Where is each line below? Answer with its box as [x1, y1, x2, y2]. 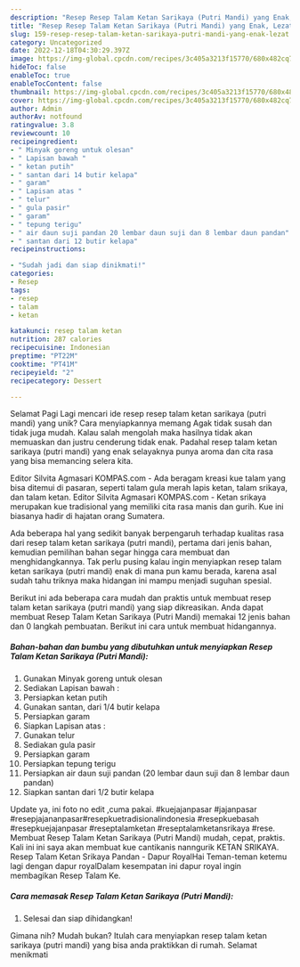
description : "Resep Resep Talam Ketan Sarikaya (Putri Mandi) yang [10, 12, 270, 22]
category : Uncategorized [10, 37, 102, 47]
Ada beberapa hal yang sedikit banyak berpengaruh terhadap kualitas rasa [10, 528, 284, 539]
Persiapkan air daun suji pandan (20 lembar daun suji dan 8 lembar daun [22, 768, 290, 779]
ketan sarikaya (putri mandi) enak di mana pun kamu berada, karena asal [10, 566, 277, 577]
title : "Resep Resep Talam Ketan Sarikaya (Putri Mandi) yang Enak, [10, 21, 270, 30]
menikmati [10, 949, 48, 960]
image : [10, 54, 35, 63]
